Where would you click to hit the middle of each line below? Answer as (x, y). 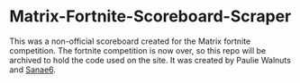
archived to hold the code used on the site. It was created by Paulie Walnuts (150, 60)
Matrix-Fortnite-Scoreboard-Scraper (150, 17)
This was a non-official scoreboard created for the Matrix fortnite (130, 41)
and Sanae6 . (33, 70)
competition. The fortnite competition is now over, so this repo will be (138, 50)
